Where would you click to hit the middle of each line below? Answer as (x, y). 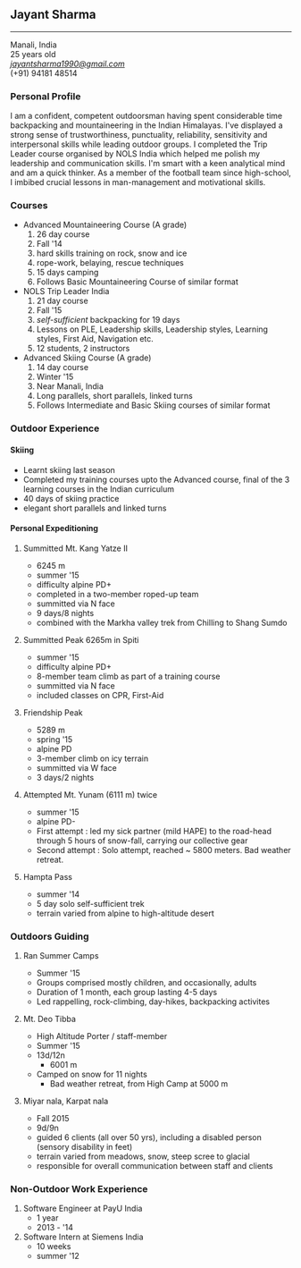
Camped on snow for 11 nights (92, 1074)
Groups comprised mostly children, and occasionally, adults (146, 983)
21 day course (62, 301)
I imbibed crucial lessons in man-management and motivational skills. (138, 182)
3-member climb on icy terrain (92, 758)
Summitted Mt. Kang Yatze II (75, 548)
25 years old (33, 54)
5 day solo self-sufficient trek (91, 903)
